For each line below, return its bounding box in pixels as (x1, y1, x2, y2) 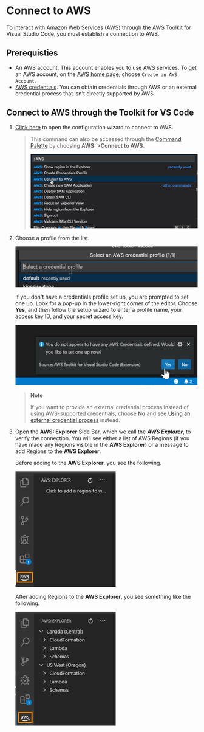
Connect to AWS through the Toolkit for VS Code (6, 108, 194, 118)
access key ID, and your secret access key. (15, 312, 123, 320)
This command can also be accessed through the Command (30, 135, 182, 143)
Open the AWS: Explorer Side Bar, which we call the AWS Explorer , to (15, 428, 191, 435)
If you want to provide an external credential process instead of (30, 404, 189, 411)
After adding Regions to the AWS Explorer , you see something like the (15, 593, 191, 601)
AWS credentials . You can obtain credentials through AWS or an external (15, 83, 197, 91)
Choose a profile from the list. (15, 235, 90, 242)
